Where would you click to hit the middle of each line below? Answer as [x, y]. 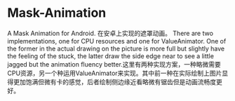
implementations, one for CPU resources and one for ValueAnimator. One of [117, 41]
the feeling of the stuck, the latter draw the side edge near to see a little [110, 56]
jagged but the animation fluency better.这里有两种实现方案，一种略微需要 [114, 64]
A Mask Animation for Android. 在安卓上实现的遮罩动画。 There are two [110, 33]
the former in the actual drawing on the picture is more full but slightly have [116, 48]
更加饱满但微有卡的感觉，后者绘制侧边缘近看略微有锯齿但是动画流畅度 [114, 81]
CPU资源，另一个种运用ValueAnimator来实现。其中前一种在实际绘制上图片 [115, 73]
